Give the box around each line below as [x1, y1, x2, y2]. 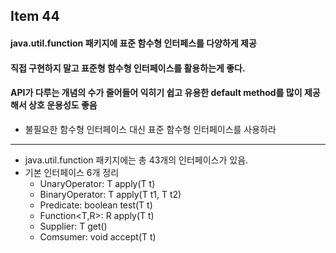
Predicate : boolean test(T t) [39, 199, 153, 211]
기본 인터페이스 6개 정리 [24, 166, 120, 178]
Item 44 [10, 8, 60, 25]
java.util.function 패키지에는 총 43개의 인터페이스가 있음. [24, 154, 249, 166]
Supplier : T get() [39, 220, 108, 232]
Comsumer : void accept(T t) [39, 230, 157, 243]
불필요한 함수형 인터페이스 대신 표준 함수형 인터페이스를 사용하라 [24, 123, 277, 135]
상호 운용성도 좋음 [28, 99, 98, 111]
